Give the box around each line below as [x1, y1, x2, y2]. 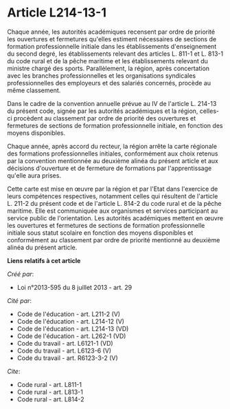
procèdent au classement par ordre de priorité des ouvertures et [13, 114, 196, 122]
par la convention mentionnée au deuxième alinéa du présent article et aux [7, 156, 218, 165]
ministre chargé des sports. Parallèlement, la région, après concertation [7, 64, 210, 72]
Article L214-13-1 [7, 5, 106, 21]
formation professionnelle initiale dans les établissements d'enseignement [7, 42, 217, 50]
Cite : [7, 367, 21, 375]
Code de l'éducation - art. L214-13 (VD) [16, 324, 129, 333]
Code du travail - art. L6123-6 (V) [16, 346, 112, 355]
